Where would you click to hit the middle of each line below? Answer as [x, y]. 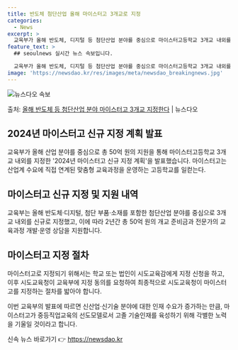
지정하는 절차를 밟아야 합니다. [61, 291]
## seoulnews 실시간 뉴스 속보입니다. [63, 54]
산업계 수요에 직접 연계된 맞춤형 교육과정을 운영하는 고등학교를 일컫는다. [107, 170]
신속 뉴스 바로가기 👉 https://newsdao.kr [65, 339]
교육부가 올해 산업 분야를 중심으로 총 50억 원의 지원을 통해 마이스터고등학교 [111, 152]
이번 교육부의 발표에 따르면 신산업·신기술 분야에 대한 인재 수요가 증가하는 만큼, [115, 307]
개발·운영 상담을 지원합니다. [64, 231]
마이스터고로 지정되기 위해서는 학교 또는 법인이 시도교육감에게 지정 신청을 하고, [116, 273]
